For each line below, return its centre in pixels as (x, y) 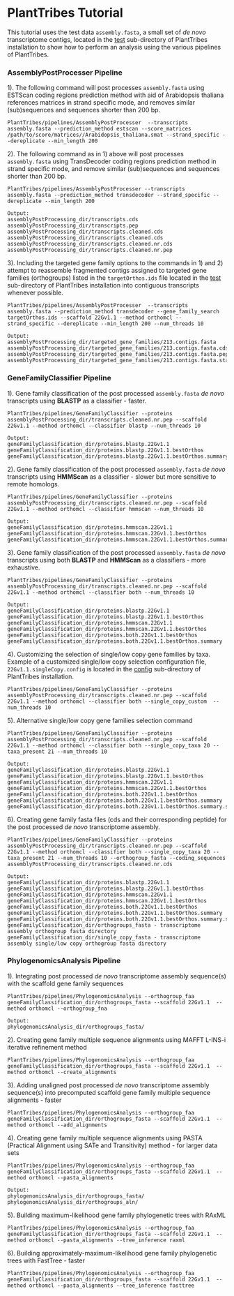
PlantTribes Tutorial (65, 13)
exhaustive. (24, 567)
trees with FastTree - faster (46, 1260)
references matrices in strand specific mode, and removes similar (101, 103)
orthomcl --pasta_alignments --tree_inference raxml (107, 1240)
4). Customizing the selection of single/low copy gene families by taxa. (109, 654)
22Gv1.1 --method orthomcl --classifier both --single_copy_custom (107, 701)
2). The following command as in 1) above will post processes (96, 154)
